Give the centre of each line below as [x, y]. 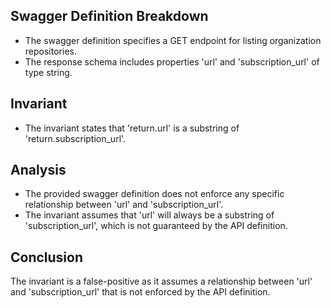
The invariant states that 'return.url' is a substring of [132, 128]
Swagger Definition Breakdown [109, 16]
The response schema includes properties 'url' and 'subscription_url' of [172, 61]
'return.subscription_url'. [75, 138]
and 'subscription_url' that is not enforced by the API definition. [140, 292]
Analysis [38, 170]
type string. [48, 72]
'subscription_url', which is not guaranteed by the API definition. [156, 226]
